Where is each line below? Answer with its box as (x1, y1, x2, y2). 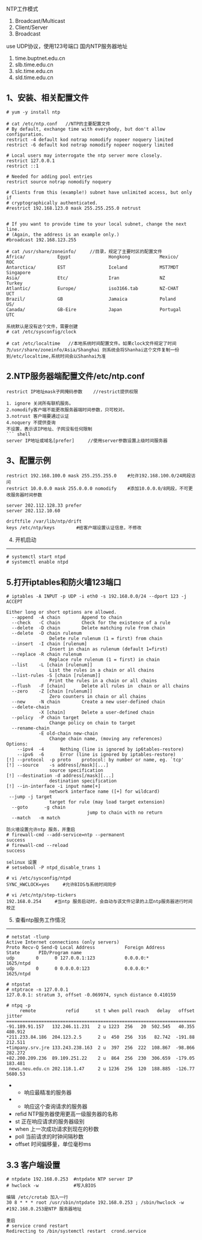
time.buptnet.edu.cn (14, 55, 66, 61)
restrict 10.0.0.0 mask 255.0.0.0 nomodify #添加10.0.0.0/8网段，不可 (6, 486, 189, 492)
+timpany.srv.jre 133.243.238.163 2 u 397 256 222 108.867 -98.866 (6, 1045, 195, 1051)
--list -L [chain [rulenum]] (11, 662, 93, 668)
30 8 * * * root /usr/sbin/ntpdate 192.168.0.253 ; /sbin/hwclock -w (6, 1200, 185, 1206)
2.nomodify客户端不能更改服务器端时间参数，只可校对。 (6, 406, 127, 413)
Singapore (6, 269, 31, 275)
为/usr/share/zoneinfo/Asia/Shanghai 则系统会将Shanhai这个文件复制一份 (6, 347, 179, 353)
